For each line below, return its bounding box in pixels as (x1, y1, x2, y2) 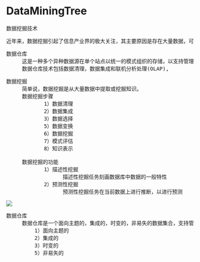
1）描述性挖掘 (43, 166, 79, 172)
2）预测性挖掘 (43, 181, 79, 187)
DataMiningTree (6, 4, 87, 18)
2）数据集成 (43, 107, 73, 115)
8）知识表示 (43, 145, 73, 152)
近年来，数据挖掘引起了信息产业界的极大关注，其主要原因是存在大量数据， (6, 38, 189, 44)
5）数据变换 (43, 122, 73, 130)
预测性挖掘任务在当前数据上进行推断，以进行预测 (62, 188, 183, 195)
